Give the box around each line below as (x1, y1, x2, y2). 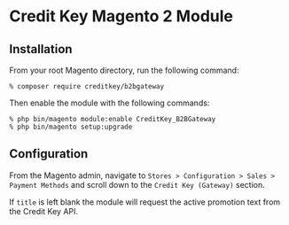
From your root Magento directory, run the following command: (9, 65, 239, 75)
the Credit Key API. (9, 206, 78, 216)
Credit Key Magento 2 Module (9, 6, 233, 27)
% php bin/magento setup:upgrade (9, 122, 133, 131)
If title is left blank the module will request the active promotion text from (9, 197, 281, 207)
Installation (9, 42, 73, 57)
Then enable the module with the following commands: (9, 97, 210, 108)
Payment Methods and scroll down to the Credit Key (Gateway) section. (9, 179, 265, 190)
